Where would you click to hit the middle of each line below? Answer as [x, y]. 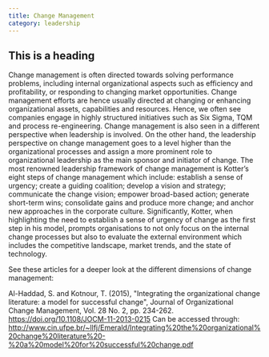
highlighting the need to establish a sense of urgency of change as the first [132, 220]
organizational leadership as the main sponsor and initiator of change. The [131, 160]
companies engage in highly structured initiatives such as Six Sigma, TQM [130, 118]
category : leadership [44, 23]
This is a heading [52, 56]
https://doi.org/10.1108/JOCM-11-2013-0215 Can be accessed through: [124, 319]
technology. [28, 254]
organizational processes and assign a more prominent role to [110, 152]
